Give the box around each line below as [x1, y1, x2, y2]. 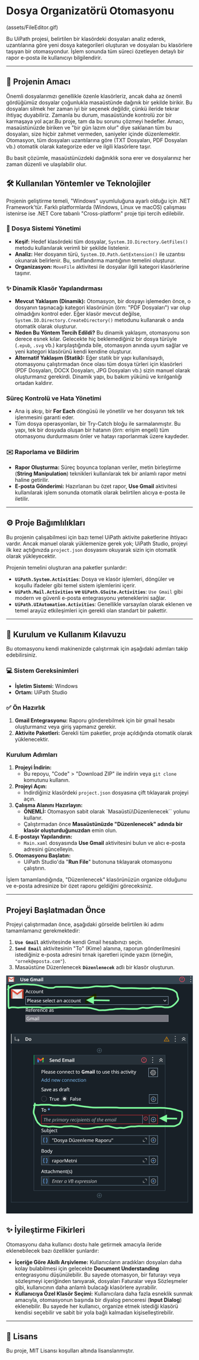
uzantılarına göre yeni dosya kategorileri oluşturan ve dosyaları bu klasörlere [6, 41, 192, 49]
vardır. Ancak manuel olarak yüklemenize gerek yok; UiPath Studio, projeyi [6, 540, 188, 547]
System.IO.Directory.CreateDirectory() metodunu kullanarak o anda [14, 317, 184, 324]
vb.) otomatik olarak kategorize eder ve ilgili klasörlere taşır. [6, 143, 152, 150]
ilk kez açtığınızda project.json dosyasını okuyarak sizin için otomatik [6, 546, 176, 553]
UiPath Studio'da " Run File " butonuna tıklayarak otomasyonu [23, 859, 172, 866]
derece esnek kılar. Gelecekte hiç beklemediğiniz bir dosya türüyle [14, 336, 177, 343]
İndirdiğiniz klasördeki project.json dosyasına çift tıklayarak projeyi [23, 789, 189, 796]
